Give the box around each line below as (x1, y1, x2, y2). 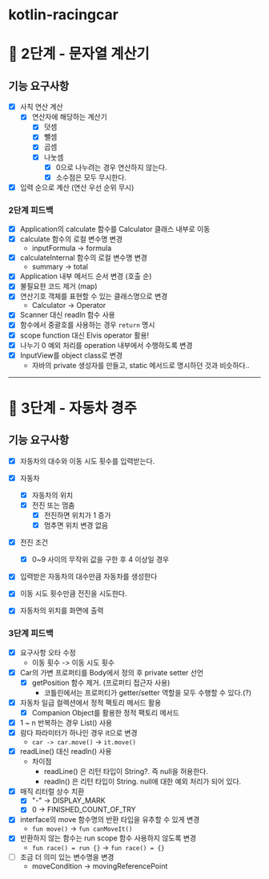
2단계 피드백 (8, 205, 54, 216)
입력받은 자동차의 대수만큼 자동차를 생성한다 (19, 572, 158, 581)
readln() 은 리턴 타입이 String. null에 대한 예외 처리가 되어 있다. (43, 776, 242, 787)
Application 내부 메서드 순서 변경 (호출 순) (19, 271, 152, 282)
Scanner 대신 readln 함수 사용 (19, 310, 116, 320)
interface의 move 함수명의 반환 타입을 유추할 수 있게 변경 (19, 815, 200, 824)
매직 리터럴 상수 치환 (19, 787, 85, 796)
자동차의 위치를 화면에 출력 (19, 606, 104, 615)
